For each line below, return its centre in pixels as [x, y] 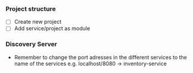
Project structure [31, 9]
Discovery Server [31, 45]
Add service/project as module [52, 28]
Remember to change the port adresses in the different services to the [100, 57]
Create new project [38, 22]
